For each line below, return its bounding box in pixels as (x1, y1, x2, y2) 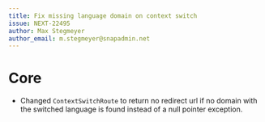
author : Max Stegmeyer (8, 27, 85, 35)
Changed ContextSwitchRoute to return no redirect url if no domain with (19, 96, 258, 106)
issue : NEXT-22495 (8, 19, 71, 27)
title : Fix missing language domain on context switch (8, 11, 198, 20)
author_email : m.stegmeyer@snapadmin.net (8, 34, 151, 43)
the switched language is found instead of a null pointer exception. (19, 104, 243, 114)
